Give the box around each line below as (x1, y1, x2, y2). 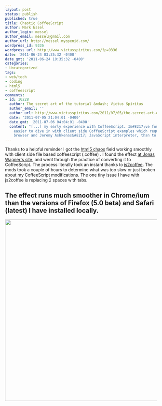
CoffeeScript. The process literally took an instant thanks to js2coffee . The (5, 162, 153, 167)
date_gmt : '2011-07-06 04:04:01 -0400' (9, 120, 90, 124)
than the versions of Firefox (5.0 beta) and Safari (5, 199, 154, 207)
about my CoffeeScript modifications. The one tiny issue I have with (5, 172, 140, 178)
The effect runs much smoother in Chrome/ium (5, 191, 149, 199)
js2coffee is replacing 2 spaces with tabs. (5, 177, 88, 183)
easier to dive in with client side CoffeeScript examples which (13, 129, 148, 134)
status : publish (5, 12, 38, 16)
